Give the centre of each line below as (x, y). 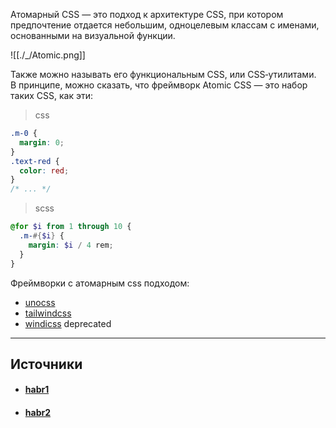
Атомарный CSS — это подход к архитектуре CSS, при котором (147, 14)
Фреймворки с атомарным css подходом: (100, 283)
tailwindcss (48, 313)
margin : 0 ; (42, 142)
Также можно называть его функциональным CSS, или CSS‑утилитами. (163, 74)
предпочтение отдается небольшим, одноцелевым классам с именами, (165, 25)
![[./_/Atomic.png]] (48, 55)
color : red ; (44, 170)
